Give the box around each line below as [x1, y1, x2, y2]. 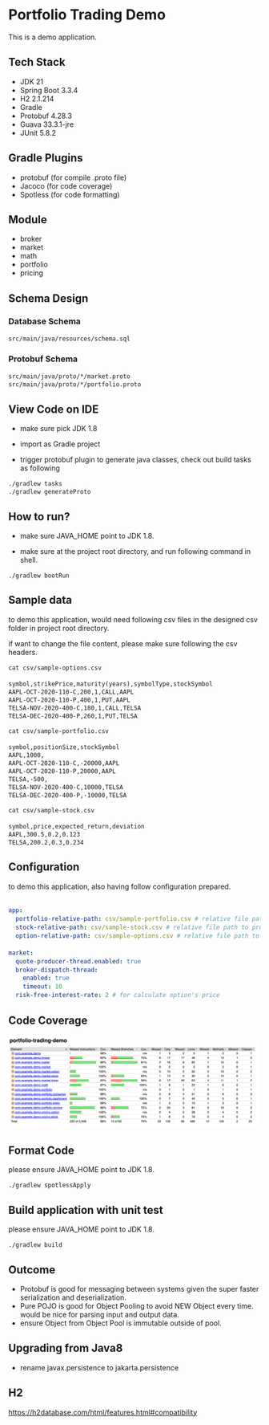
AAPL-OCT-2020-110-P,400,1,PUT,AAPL [8, 696, 130, 704]
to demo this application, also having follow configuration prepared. [8, 881, 231, 891]
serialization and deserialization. [19, 1293, 126, 1302]
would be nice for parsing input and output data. [19, 1309, 180, 1319]
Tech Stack [8, 55, 66, 69]
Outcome [8, 1263, 56, 1276]
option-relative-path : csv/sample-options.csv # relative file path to [15, 932, 260, 940]
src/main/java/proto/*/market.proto [8, 373, 130, 381]
